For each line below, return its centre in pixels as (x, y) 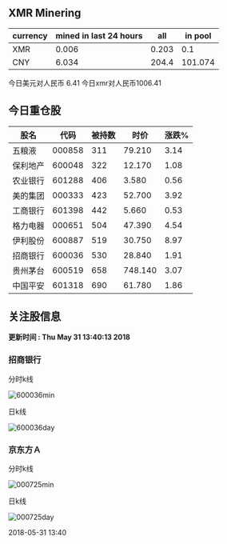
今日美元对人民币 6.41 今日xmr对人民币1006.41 (85, 82)
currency (30, 35)
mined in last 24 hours (99, 35)
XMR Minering (45, 13)
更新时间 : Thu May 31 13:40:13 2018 (69, 337)
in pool (198, 35)
